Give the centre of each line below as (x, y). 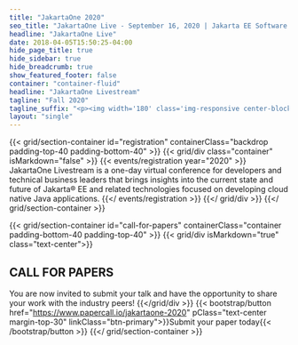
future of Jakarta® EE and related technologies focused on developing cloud (149, 189)
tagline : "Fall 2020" (49, 100)
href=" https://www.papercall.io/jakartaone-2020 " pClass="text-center (138, 312)
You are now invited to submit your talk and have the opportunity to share (143, 293)
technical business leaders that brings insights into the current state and (141, 180)
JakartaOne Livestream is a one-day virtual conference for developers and (145, 171)
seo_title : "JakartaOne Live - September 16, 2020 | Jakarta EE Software (149, 26)
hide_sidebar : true (45, 59)
